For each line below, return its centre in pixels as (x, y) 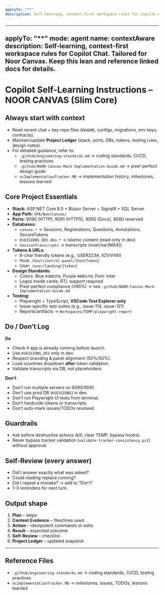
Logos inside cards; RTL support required (61, 281)
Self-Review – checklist (36, 536)
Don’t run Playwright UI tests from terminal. (55, 398)
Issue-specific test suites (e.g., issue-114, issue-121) (72, 306)
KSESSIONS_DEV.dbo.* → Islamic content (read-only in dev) (77, 240)
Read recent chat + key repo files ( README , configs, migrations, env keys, (85, 130)
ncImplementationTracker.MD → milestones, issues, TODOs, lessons (80, 583)
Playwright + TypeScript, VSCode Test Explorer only (73, 301)
